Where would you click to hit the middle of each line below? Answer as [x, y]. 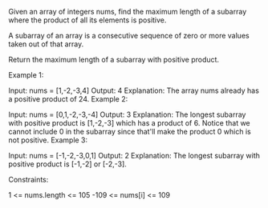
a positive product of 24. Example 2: [68, 99]
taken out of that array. [46, 44]
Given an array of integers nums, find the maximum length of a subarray [128, 12]
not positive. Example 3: [48, 140]
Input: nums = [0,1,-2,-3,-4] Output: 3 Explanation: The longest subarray [127, 114]
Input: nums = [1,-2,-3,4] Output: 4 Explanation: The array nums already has [134, 90]
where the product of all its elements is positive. [87, 20]
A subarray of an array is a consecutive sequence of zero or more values [129, 36]
